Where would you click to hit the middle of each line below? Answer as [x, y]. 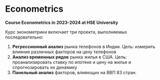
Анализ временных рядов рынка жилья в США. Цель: [69, 57]
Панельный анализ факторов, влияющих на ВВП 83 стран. [74, 72]
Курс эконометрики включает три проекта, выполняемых [66, 32]
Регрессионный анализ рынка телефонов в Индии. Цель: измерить [84, 46]
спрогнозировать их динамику [45, 67]
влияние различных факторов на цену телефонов [64, 52]
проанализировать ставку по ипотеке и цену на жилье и [72, 62]
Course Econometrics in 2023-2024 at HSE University [62, 22]
